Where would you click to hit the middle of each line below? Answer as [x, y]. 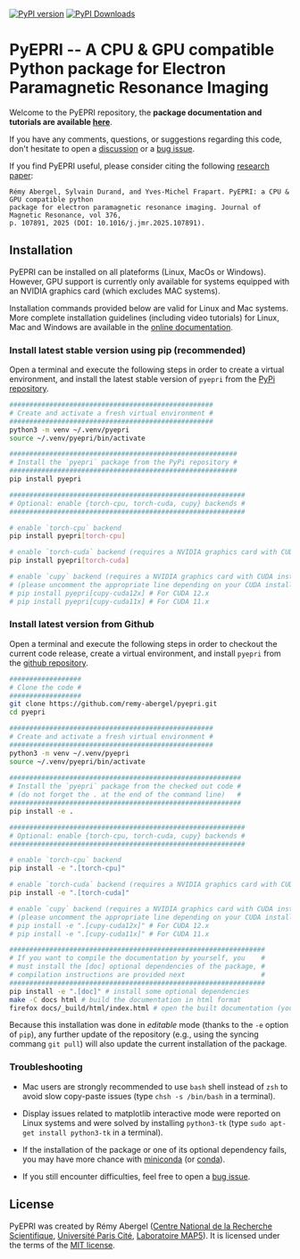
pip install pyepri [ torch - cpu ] [67, 536]
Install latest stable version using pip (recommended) [128, 350]
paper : [21, 175]
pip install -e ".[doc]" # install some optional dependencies [129, 991]
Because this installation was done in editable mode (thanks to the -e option [149, 1025]
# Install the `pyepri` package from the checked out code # [125, 787]
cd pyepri [28, 712]
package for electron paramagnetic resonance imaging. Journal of [135, 207]
